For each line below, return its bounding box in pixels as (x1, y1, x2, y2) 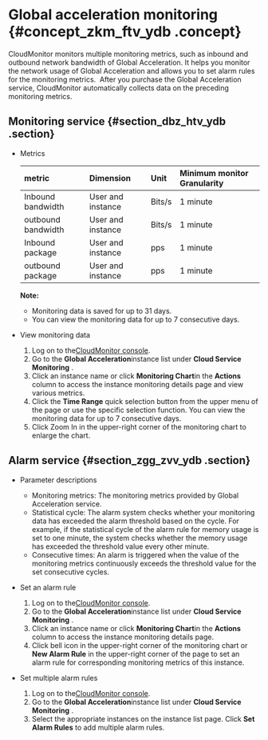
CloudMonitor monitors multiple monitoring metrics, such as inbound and (8, 49, 249, 58)
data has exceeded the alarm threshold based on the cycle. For (31, 516, 239, 526)
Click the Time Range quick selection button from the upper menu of (31, 396, 258, 406)
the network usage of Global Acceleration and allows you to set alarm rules (8, 66, 255, 75)
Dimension (89, 172, 132, 183)
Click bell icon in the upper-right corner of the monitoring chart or (31, 640, 248, 650)
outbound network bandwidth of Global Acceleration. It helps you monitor (8, 58, 250, 67)
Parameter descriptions (19, 474, 97, 485)
